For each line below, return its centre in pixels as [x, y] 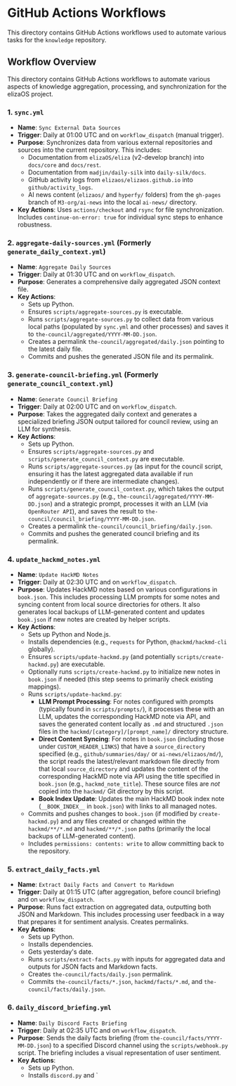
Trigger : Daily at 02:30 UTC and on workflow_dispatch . [97, 582]
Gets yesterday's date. [60, 952]
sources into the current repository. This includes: [90, 150]
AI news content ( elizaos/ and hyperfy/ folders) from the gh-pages [124, 195]
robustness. [35, 225]
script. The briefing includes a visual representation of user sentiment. [119, 1052]
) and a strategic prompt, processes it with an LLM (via [129, 504]
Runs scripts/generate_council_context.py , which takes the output [126, 488]
